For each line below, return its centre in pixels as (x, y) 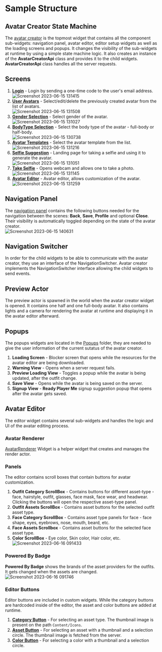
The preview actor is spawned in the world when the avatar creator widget (80, 301)
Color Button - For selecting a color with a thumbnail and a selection (81, 640)
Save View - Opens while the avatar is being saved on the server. (77, 384)
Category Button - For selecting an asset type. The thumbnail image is (83, 620)
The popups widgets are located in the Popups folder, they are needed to (78, 343)
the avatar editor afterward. (32, 316)
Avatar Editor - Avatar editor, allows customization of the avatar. (76, 178)
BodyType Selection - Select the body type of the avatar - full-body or (83, 127)
